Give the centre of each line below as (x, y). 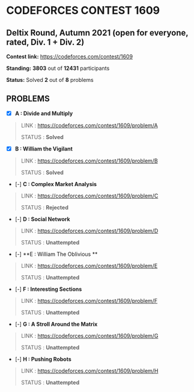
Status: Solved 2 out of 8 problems (50, 80)
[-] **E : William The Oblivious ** (56, 254)
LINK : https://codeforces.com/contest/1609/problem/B (89, 161)
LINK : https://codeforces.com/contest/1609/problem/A (89, 125)
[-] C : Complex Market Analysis (56, 184)
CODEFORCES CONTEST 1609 (83, 11)
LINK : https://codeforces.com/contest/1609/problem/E (89, 266)
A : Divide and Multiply (44, 113)
